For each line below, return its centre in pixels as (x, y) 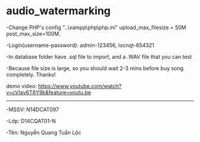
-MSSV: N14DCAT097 (33, 109)
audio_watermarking (59, 11)
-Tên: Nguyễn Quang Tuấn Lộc (44, 132)
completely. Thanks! (31, 74)
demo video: (21, 86)
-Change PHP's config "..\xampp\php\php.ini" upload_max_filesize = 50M (96, 27)
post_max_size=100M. (33, 33)
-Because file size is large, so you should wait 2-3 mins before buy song (95, 68)
